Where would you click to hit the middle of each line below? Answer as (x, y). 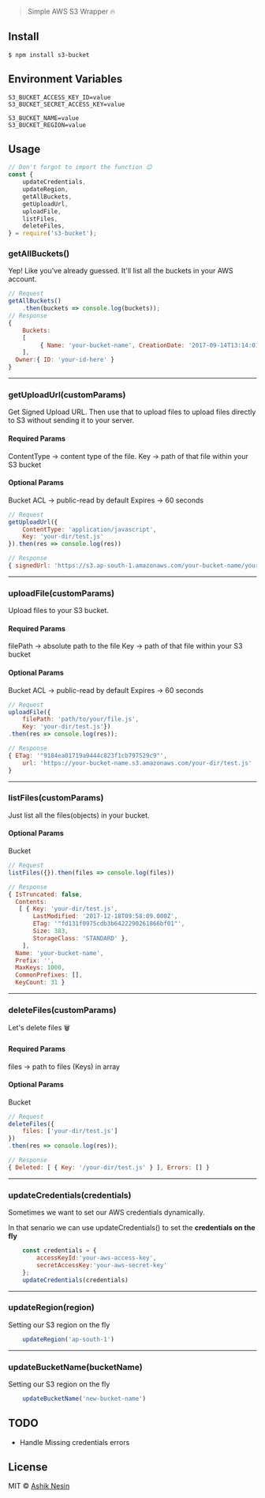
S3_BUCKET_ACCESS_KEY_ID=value (60, 97)
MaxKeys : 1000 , (40, 968)
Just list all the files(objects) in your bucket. (79, 815)
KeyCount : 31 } (40, 983)
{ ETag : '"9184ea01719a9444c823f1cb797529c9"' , (88, 755)
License (28, 1468)
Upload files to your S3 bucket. (58, 611)
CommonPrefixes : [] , (49, 975)
